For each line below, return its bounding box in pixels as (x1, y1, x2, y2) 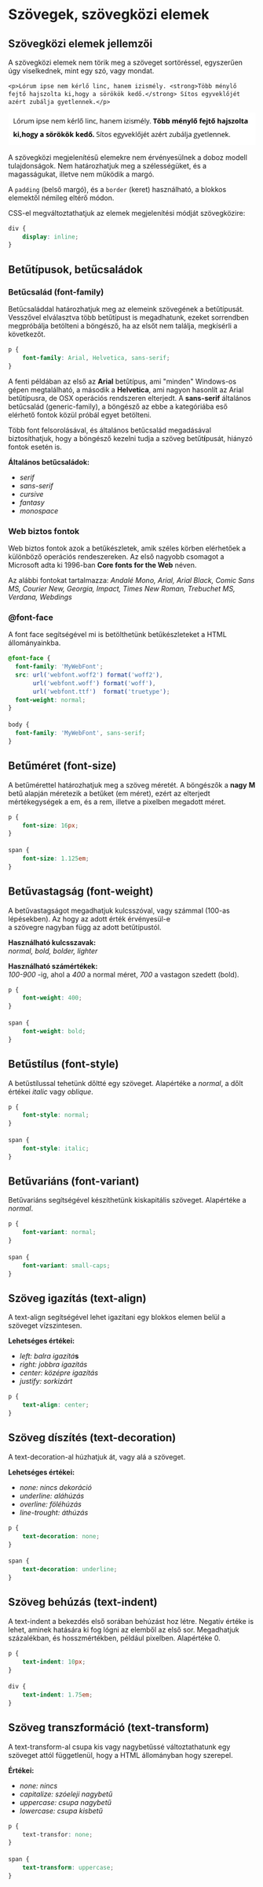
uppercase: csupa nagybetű (19, 1797, 112, 1807)
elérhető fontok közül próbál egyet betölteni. (8, 410, 152, 419)
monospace (19, 506, 59, 515)
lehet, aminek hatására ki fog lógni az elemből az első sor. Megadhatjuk (8, 1625, 239, 1634)
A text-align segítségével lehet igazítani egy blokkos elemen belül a (8, 1313, 226, 1322)
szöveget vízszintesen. (8, 1321, 82, 1330)
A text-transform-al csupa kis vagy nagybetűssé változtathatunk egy (8, 1742, 231, 1752)
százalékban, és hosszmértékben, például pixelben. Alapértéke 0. (8, 1633, 221, 1643)
